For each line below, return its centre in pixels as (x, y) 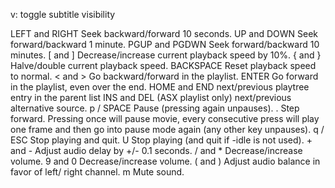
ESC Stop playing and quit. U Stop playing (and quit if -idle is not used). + (161, 140)
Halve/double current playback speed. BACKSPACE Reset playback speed (163, 65)
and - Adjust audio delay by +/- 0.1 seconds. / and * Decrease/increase (156, 150)
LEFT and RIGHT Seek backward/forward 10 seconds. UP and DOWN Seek (164, 33)
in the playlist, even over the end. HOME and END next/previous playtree (160, 87)
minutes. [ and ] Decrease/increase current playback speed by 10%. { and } (166, 55)
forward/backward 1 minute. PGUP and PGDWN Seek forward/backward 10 (165, 44)
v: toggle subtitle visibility (63, 14)
